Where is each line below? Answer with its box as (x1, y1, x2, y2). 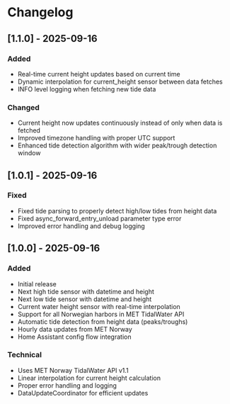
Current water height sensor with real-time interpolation (17, 302, 180, 310)
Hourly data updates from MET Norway (17, 325, 132, 333)
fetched (17, 126, 41, 135)
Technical (7, 350, 42, 360)
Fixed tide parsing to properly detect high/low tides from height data (17, 206, 217, 215)
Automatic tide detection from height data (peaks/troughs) (17, 317, 188, 326)
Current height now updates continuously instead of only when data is (17, 118, 223, 128)
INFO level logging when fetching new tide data (17, 84, 156, 93)
